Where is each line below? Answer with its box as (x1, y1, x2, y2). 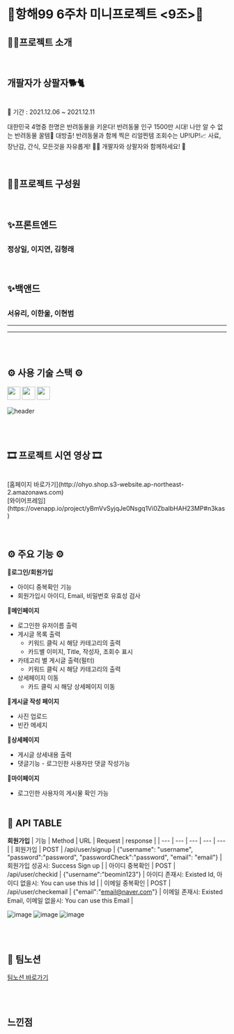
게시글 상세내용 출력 (17, 750, 72, 759)
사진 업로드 (17, 712, 48, 720)
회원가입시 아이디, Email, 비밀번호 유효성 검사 (17, 592, 141, 600)
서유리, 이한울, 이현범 (7, 308, 75, 318)
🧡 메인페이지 (7, 606, 40, 615)
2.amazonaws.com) (7, 488, 64, 496)
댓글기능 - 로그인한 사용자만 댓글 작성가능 (17, 759, 130, 768)
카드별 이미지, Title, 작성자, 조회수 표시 (27, 648, 134, 656)
